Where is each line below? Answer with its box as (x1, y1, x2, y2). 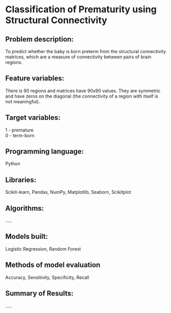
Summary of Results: (5, 289, 74, 298)
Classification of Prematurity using (5, 4, 157, 15)
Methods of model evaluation (5, 261, 101, 270)
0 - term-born (5, 132, 35, 139)
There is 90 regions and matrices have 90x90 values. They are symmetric (5, 87, 161, 94)
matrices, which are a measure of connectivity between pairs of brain (5, 54, 152, 60)
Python (5, 161, 20, 167)
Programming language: (5, 147, 84, 156)
